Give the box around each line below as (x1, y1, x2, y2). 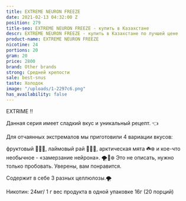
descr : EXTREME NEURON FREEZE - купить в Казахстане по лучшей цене (6, 31, 178, 37)
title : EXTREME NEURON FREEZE (6, 8, 81, 15)
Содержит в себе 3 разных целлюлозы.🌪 (6, 174, 112, 181)
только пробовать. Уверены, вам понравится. (6, 162, 122, 170)
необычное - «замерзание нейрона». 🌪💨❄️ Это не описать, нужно (6, 154, 174, 161)
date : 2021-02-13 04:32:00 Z (6, 14, 78, 20)
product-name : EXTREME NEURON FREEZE (6, 36, 99, 42)
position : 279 (6, 20, 41, 25)
